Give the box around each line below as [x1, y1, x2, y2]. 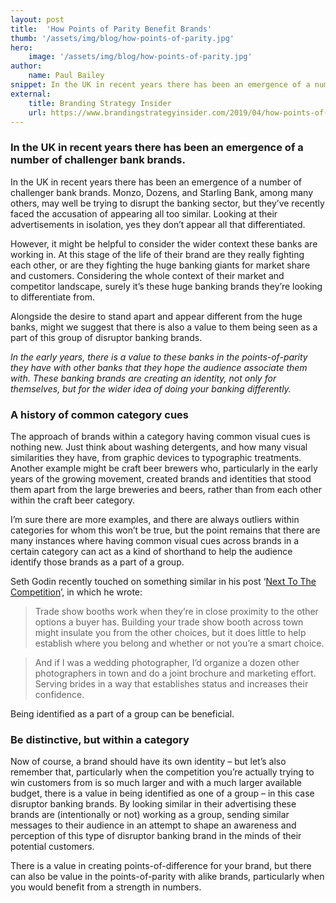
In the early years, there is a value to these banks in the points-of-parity [10, 351, 308, 363]
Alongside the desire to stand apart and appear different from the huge [10, 310, 303, 322]
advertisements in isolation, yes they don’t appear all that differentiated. [10, 218, 306, 230]
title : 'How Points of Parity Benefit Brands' [10, 24, 213, 34]
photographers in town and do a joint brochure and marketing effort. [34, 667, 317, 679]
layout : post [10, 14, 65, 25]
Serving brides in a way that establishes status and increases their [34, 677, 309, 690]
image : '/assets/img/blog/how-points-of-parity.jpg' [28, 52, 253, 62]
